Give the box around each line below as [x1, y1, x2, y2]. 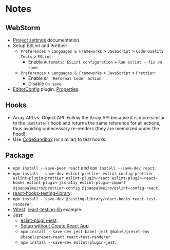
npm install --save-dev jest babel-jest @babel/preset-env [20, 229, 150, 234]
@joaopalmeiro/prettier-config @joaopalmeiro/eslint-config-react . [12, 184, 159, 191]
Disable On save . [28, 80, 63, 87]
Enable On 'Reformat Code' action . [28, 75, 103, 81]
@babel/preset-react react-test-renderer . [20, 234, 112, 240]
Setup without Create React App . [20, 222, 90, 228]
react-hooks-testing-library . [12, 190, 72, 196]
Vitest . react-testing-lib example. [12, 206, 83, 213]
